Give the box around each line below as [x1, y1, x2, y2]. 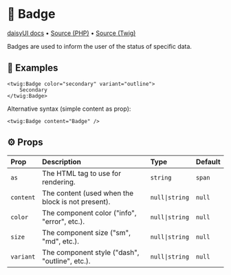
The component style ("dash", [42, 247, 140, 257]
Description [42, 157, 81, 166]
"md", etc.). [42, 236, 79, 246]
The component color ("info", [42, 208, 137, 217]
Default [195, 157, 221, 166]
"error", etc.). [42, 217, 85, 226]
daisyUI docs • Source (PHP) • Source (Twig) [7, 29, 136, 37]
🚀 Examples [7, 62, 58, 74]
